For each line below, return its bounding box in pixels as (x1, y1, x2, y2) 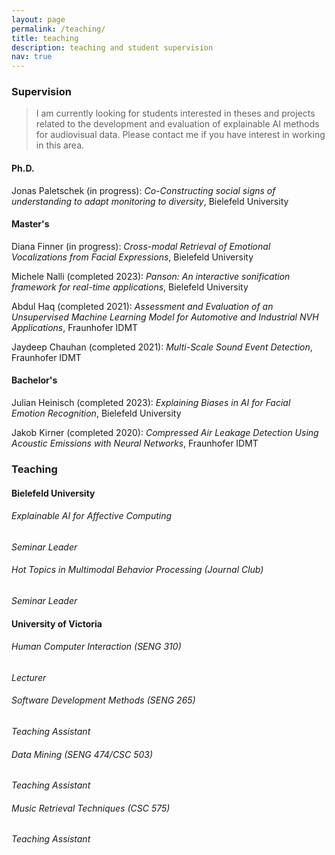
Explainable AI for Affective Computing (11, 510, 173, 522)
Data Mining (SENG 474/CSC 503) (11, 748, 154, 760)
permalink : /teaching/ (11, 24, 106, 34)
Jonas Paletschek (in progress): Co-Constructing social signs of (11, 184, 276, 196)
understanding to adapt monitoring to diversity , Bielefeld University (11, 195, 289, 207)
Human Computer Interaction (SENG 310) (11, 641, 182, 653)
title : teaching (11, 33, 79, 43)
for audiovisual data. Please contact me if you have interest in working (35, 129, 326, 141)
